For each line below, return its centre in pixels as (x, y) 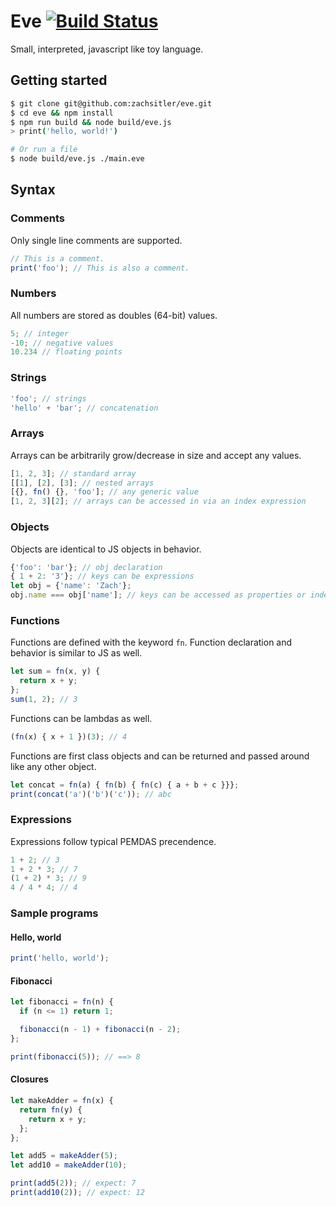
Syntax (33, 190)
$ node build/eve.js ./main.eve (77, 159)
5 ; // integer (40, 333)
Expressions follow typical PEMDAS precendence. (113, 841)
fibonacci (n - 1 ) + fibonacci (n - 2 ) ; (100, 1030)
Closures (29, 1079)
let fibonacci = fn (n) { (62, 1002)
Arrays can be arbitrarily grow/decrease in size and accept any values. (156, 455)
